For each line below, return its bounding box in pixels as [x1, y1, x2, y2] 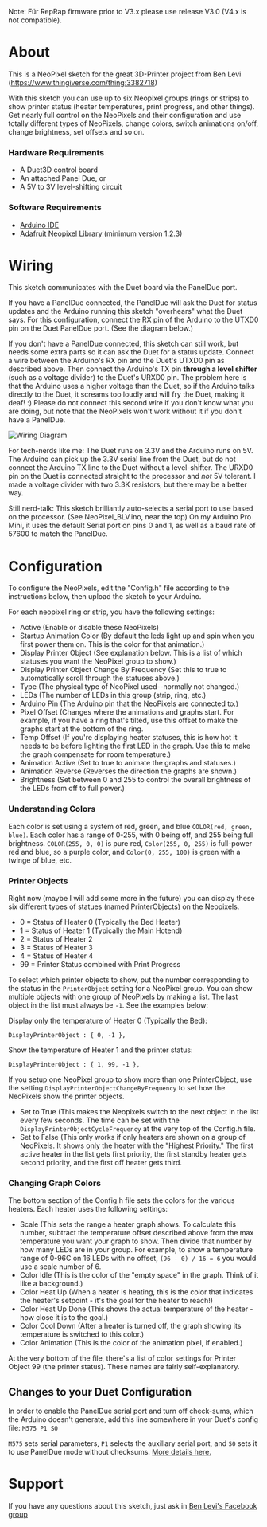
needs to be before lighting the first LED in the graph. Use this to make [19, 741, 251, 751]
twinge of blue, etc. [8, 856, 72, 865]
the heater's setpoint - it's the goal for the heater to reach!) [19, 1296, 213, 1306]
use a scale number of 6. [19, 1262, 102, 1271]
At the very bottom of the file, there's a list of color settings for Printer [8, 1353, 237, 1363]
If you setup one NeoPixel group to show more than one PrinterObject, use [8, 1075, 253, 1084]
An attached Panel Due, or [19, 174, 106, 183]
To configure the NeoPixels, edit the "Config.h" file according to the [8, 583, 230, 593]
